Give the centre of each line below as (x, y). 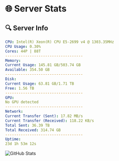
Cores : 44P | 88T (23, 51)
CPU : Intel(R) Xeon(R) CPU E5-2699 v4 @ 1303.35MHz (59, 42)
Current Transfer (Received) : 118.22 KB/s (50, 121)
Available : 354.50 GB (28, 70)
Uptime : (13, 139)
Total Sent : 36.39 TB (28, 125)
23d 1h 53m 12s (21, 144)
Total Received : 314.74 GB (33, 130)
